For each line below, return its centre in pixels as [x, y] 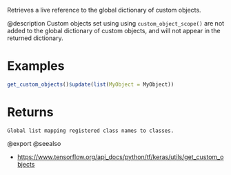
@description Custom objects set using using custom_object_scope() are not [116, 23]
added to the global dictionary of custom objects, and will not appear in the [114, 31]
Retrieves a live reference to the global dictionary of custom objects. [104, 10]
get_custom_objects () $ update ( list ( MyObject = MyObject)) [91, 84]
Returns [30, 112]
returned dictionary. [35, 38]
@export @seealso [34, 143]
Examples [36, 66]
